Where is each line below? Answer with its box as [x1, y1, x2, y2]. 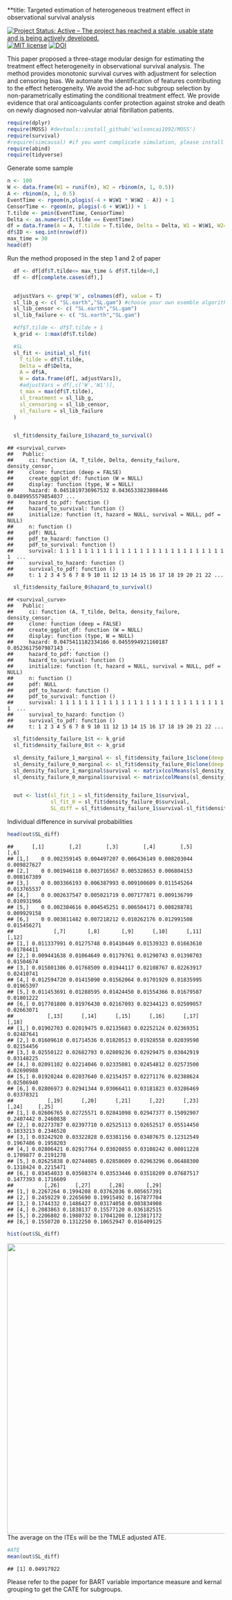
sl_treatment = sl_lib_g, [19, 394, 95, 402]
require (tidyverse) [7, 151, 64, 158]
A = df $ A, [19, 369, 48, 376]
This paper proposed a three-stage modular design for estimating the [7, 55, 205, 63]
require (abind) [7, 145, 51, 152]
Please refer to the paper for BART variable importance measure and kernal [7, 1577, 222, 1585]
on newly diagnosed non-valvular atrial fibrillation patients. [7, 106, 175, 114]
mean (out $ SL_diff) [7, 1553, 60, 1560]
